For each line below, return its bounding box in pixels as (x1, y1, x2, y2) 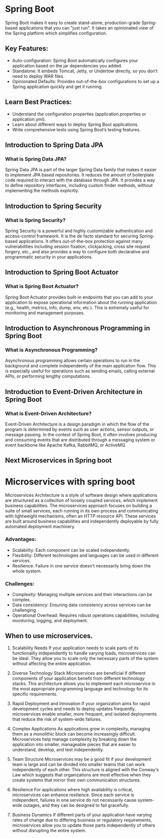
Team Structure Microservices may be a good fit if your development (12, 756, 152, 762)
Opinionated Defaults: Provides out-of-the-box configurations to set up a (12, 78, 160, 84)
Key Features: (5, 44, 48, 53)
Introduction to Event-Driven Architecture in (5, 388, 143, 396)
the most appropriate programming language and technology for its (12, 686, 148, 691)
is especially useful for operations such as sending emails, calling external (5, 368, 155, 374)
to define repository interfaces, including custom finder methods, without (5, 182, 153, 188)
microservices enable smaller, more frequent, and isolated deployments (12, 711, 157, 717)
